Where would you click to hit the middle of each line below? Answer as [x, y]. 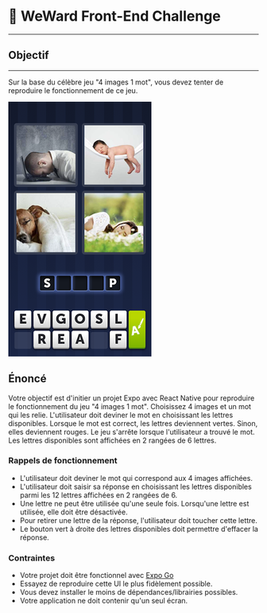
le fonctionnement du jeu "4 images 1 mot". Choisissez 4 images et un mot [130, 406]
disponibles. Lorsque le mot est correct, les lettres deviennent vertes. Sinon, [133, 423]
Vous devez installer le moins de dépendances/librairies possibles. [129, 592]
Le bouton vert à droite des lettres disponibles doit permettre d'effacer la [139, 529]
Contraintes [32, 558]
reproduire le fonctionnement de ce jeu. [73, 90]
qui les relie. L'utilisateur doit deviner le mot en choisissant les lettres [121, 415]
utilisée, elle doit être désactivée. [74, 512]
